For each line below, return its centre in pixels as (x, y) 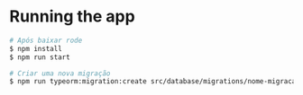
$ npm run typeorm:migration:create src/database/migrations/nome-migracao (155, 82)
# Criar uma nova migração (60, 73)
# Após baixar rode (46, 40)
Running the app (72, 17)
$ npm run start (40, 57)
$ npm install (36, 48)
